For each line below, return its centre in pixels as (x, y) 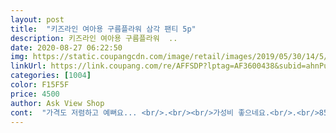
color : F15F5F (40, 85)
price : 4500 (35, 94)
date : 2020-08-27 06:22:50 (66, 47)
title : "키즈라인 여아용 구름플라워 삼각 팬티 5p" (103, 29)
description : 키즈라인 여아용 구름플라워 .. (94, 38)
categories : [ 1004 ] (51, 76)
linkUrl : (28, 66)
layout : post (37, 19)
